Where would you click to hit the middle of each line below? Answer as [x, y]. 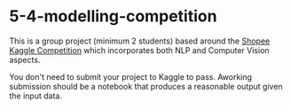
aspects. [25, 59]
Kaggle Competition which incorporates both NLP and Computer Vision [139, 50]
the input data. [35, 96]
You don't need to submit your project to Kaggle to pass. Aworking [131, 76]
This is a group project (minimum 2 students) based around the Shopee [140, 41]
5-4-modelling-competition [113, 16]
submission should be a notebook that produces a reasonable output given [146, 86]
